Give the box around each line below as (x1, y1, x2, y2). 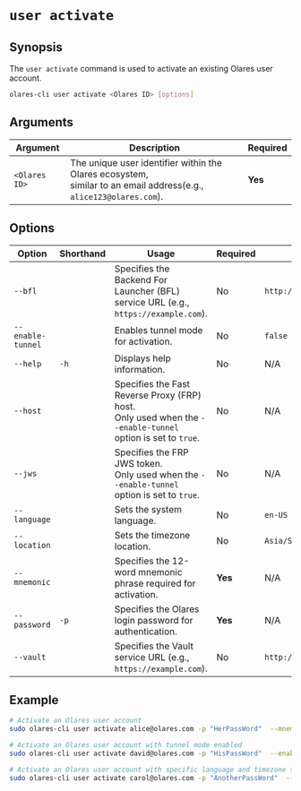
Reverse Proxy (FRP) (114, 389, 202, 401)
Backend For (114, 273, 168, 286)
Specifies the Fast (114, 377, 191, 390)
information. (114, 363, 166, 375)
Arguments (9, 115, 74, 130)
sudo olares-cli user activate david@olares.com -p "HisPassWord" (9, 749, 262, 758)
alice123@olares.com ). (70, 190, 164, 202)
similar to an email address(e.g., (70, 178, 204, 191)
